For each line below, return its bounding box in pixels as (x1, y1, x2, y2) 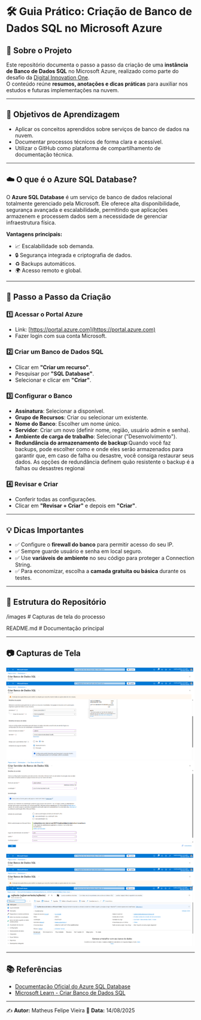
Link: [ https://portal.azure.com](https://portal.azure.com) (14, 326, 156, 333)
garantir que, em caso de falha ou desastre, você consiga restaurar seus (14, 452, 194, 459)
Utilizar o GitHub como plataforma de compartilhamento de (14, 144, 161, 151)
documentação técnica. (14, 151, 74, 158)
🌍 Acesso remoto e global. (14, 267, 82, 274)
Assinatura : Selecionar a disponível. (14, 407, 105, 415)
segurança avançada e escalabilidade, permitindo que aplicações (6, 206, 168, 213)
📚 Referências (6, 964, 63, 974)
